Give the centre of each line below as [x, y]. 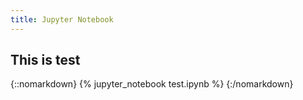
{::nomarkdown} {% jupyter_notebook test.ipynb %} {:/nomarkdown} [152, 84]
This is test [45, 60]
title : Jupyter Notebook [62, 19]
